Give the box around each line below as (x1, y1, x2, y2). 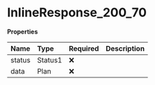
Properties (7, 27, 38, 36)
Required (68, 43, 99, 53)
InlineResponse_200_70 (7, 5, 147, 21)
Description (105, 43, 145, 53)
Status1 (36, 55, 62, 64)
